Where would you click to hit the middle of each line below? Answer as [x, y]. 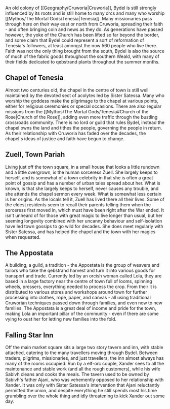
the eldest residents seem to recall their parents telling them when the [78, 205]
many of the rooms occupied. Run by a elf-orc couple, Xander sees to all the [85, 364]
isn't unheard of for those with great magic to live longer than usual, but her [84, 215]
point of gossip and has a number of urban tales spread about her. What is [83, 183]
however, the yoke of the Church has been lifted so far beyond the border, [82, 35]
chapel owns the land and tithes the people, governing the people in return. [84, 128]
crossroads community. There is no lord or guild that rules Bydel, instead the [85, 122]
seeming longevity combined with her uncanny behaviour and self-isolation [84, 221]
